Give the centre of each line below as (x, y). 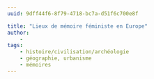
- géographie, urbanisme (56, 59)
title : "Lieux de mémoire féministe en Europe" (78, 26)
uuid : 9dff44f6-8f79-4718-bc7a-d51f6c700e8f (73, 14)
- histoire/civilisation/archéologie (75, 52)
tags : (15, 46)
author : (18, 33)
